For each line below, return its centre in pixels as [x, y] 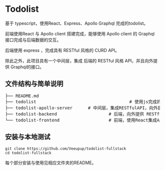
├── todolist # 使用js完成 [81, 101]
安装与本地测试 [28, 137]
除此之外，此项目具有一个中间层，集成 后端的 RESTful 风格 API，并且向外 [79, 60]
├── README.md [22, 96]
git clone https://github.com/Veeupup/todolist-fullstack [66, 148]
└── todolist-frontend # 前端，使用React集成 [81, 120]
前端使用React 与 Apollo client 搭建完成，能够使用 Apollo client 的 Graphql [80, 33]
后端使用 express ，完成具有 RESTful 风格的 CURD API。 [62, 50]
